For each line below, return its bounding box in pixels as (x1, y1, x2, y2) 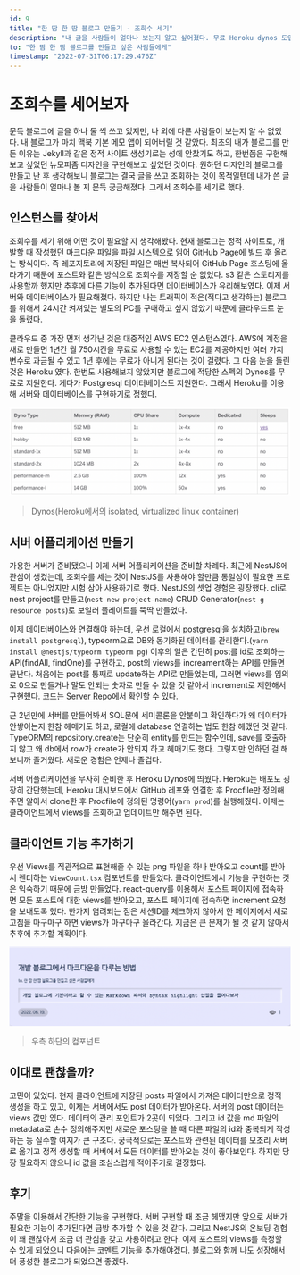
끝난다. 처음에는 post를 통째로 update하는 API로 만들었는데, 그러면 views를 (9, 668, 273, 679)
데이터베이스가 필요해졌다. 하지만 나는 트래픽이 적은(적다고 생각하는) (25, 291, 263, 302)
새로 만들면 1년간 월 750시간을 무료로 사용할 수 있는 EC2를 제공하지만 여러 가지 (9, 344, 284, 355)
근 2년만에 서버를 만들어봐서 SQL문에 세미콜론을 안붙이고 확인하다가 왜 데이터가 (9, 710, 287, 721)
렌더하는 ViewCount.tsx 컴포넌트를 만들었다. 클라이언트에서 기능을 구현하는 (18, 872, 281, 883)
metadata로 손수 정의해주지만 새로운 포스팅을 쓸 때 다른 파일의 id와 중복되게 (9, 1124, 274, 1135)
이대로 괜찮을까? (9, 1064, 95, 1080)
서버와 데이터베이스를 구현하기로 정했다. (18, 389, 158, 399)
